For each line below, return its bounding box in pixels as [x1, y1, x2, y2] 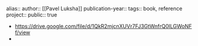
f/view [14, 29, 31, 36]
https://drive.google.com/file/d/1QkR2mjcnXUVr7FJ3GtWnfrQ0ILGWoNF [14, 23, 192, 29]
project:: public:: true [6, 11, 58, 18]
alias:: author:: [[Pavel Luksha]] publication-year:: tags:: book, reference [6, 5, 183, 12]
